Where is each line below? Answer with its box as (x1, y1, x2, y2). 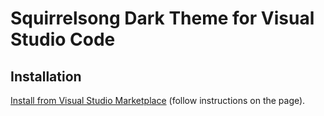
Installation (10, 68, 82, 85)
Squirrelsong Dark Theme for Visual (10, 7, 315, 30)
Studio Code (10, 28, 116, 51)
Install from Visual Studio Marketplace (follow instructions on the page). (10, 95, 306, 106)
